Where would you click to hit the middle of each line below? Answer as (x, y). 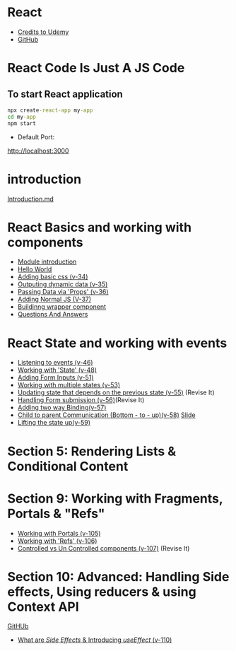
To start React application (65, 94)
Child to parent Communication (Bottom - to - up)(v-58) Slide (106, 415)
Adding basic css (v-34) (53, 277)
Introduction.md (31, 199)
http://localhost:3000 (38, 151)
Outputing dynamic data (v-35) (63, 284)
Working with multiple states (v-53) (69, 385)
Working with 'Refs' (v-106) (57, 541)
